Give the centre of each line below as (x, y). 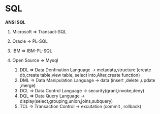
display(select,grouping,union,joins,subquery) (66, 101)
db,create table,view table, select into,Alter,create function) (80, 75)
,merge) (28, 85)
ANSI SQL (15, 22)
